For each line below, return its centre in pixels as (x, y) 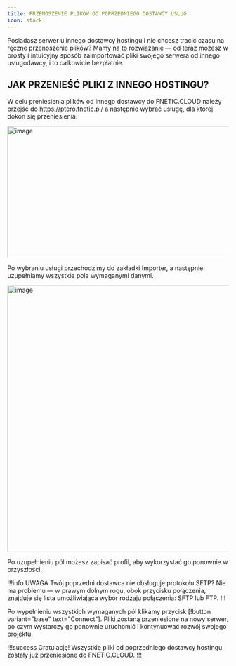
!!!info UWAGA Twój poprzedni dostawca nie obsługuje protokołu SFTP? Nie (117, 583)
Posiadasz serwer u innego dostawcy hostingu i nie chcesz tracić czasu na (116, 40)
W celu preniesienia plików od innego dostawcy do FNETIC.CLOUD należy (114, 102)
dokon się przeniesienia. (42, 116)
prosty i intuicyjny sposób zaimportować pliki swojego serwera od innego (113, 55)
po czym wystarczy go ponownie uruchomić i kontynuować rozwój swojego (117, 627)
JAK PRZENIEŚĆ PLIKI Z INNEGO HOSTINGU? (108, 85)
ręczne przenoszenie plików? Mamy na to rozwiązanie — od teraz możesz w (118, 48)
